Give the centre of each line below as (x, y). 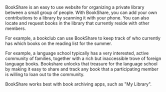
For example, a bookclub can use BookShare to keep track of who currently (83, 38)
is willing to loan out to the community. (45, 74)
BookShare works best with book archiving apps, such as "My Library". (78, 84)
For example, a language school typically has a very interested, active (77, 53)
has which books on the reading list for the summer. (59, 43)
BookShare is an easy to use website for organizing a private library (75, 7)
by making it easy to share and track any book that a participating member (82, 69)
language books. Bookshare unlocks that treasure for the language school (81, 64)
